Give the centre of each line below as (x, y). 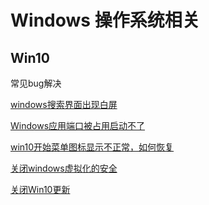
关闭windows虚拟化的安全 (64, 168)
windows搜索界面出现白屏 (64, 104)
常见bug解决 (36, 83)
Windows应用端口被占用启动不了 (78, 125)
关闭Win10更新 (40, 189)
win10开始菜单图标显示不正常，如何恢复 (92, 147)
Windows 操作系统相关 (105, 20)
